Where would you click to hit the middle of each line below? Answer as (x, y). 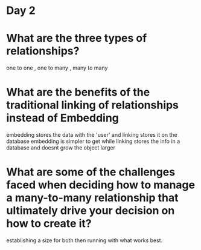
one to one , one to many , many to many (57, 68)
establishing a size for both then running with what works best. (85, 240)
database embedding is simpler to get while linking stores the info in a (93, 141)
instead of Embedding (63, 118)
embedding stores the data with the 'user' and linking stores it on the (92, 135)
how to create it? (49, 224)
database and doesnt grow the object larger (61, 148)
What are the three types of (77, 38)
